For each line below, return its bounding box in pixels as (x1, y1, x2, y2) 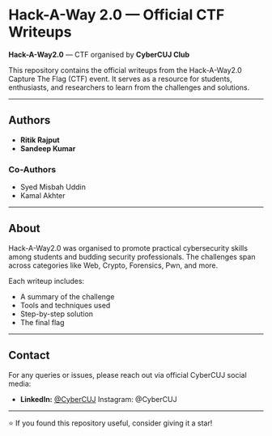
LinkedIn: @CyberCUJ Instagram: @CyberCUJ (19, 394, 177, 404)
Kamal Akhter (19, 191, 66, 201)
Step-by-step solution (19, 309, 94, 319)
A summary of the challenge (19, 291, 115, 301)
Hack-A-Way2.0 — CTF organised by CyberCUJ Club (8, 49, 190, 59)
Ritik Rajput (19, 135, 60, 145)
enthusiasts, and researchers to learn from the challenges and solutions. (8, 83, 250, 92)
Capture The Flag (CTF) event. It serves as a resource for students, (8, 74, 232, 83)
